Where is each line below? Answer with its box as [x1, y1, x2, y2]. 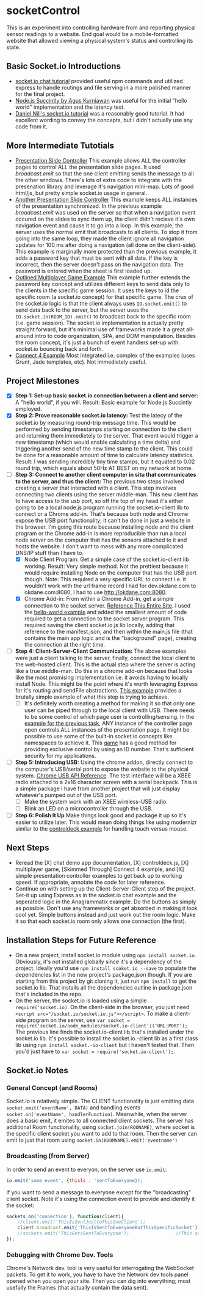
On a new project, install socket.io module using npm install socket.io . [15, 951, 196, 958]
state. [6, 43, 21, 51]
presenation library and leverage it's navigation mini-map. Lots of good [15, 183, 194, 190]
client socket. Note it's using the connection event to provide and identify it [6, 1195, 195, 1202]
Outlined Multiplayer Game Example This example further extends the [15, 273, 190, 281]
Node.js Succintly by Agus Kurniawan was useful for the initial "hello [15, 97, 187, 104]
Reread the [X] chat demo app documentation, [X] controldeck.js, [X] [15, 859, 189, 866]
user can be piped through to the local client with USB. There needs [24, 707, 195, 714]
